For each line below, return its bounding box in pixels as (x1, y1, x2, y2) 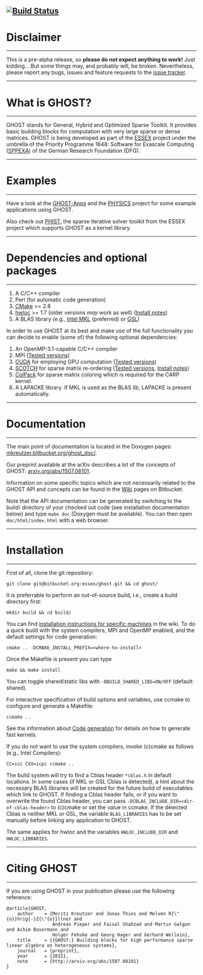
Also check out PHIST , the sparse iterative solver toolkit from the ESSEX (6, 218, 185, 225)
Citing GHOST (6, 862, 78, 875)
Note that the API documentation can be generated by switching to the (6, 497, 182, 505)
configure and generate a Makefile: (6, 703, 94, 710)
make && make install (6, 667, 61, 674)
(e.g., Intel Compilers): (6, 749, 62, 757)
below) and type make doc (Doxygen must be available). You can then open (6, 510, 192, 517)
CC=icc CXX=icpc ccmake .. (6, 761, 74, 767)
